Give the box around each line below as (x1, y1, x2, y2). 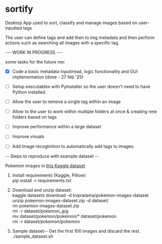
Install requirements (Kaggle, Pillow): (12, 173, 87, 178)
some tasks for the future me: (5, 59, 65, 65)
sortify (5, 3, 33, 15)
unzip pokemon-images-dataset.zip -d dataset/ (12, 198, 109, 204)
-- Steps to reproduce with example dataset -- (5, 153, 99, 159)
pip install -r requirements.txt (12, 177, 71, 183)
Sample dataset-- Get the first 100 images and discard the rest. (12, 228, 141, 234)
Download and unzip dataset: (12, 187, 72, 193)
